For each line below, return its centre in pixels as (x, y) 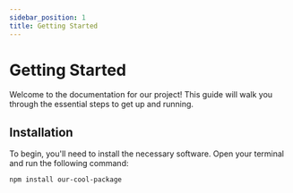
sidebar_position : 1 (48, 17)
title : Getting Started (54, 26)
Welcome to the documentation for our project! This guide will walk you (141, 95)
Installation (41, 132)
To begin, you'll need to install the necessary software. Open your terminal (147, 154)
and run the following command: (69, 164)
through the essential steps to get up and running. (102, 105)
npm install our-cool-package (66, 180)
